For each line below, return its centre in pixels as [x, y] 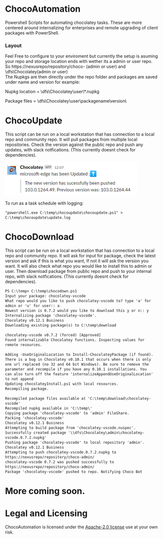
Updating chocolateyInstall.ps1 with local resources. [62, 384]
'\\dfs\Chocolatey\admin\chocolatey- [106, 433]
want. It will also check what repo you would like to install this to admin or [79, 266]
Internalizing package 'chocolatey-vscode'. [51, 316]
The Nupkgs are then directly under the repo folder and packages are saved [81, 77]
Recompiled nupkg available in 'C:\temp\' [49, 409]
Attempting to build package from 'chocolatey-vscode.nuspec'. [71, 428]
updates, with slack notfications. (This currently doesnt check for [70, 150]
